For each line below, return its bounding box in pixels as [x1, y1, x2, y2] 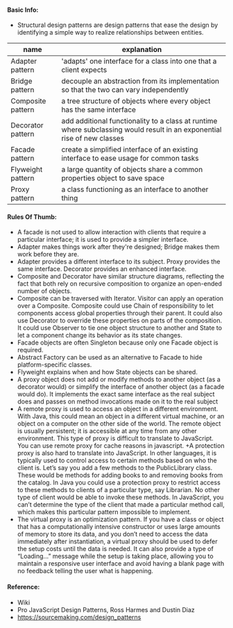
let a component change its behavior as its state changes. [17, 331, 182, 340]
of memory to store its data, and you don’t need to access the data [17, 530, 208, 539]
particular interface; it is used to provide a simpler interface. [17, 236, 189, 244]
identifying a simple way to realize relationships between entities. [17, 28, 204, 37]
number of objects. [17, 287, 72, 295]
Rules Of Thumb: [7, 212, 57, 221]
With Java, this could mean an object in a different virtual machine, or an [17, 412, 225, 421]
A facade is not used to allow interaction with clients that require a [17, 228, 207, 236]
